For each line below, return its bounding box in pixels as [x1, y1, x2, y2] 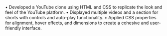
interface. [22, 25, 42, 31]
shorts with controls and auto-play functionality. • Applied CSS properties [5, 15, 157, 20]
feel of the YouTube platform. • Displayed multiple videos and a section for [5, 9, 159, 15]
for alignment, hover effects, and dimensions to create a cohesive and [5, 20, 149, 26]
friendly [5, 25, 21, 31]
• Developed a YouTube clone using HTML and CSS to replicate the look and [5, 4, 163, 10]
